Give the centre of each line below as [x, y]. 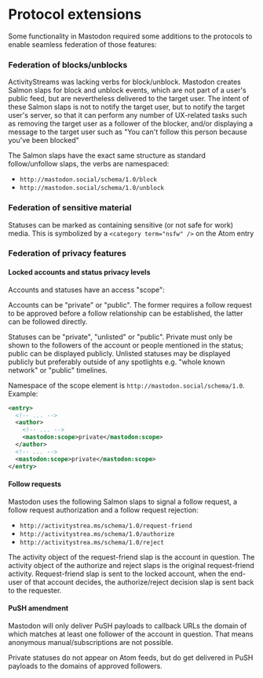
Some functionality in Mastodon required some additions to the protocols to [130, 36]
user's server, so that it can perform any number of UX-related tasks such [128, 115]
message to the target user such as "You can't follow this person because [128, 132]
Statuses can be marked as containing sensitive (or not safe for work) [121, 224]
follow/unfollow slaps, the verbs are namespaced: [89, 164]
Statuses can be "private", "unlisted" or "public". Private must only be [121, 337]
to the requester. [35, 590]
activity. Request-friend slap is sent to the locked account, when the [119, 574]
